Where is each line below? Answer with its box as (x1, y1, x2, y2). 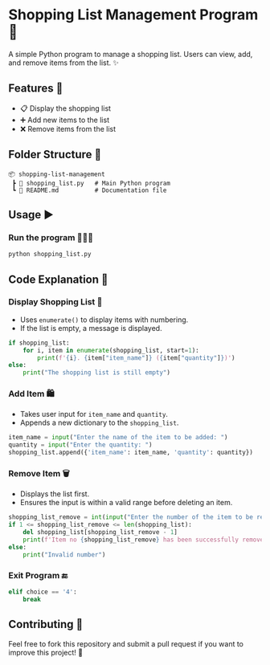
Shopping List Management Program (8, 6, 259, 24)
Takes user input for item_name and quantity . (19, 410, 169, 419)
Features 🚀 (8, 82, 63, 96)
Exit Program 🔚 (8, 569, 68, 581)
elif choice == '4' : (8, 588, 78, 596)
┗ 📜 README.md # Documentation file (11, 186, 167, 194)
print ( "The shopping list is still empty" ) (22, 369, 171, 377)
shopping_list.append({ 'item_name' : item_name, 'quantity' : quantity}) (8, 448, 253, 457)
